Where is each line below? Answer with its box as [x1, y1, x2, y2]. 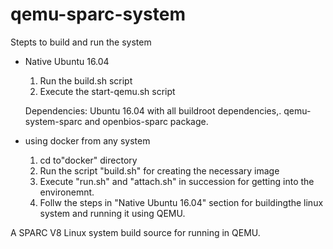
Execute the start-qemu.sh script [39, 85, 176, 97]
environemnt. [39, 186, 95, 198]
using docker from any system [24, 134, 151, 147]
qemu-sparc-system [10, 3, 186, 26]
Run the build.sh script [39, 74, 133, 87]
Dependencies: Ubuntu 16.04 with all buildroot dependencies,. [24, 104, 282, 117]
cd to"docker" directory [39, 154, 138, 166]
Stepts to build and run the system [10, 36, 152, 48]
